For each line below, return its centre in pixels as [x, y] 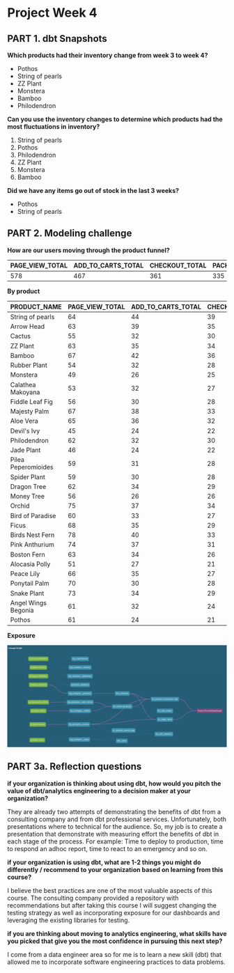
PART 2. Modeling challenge [70, 234]
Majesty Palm [30, 412]
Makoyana [25, 392]
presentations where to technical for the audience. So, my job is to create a [115, 826]
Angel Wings [29, 602]
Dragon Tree [28, 486]
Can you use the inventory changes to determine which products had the [115, 119]
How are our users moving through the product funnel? [89, 250]
